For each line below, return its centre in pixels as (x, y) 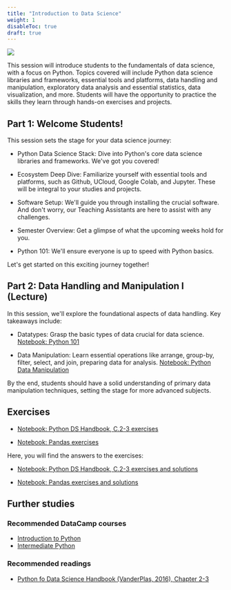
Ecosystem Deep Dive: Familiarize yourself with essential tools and (112, 175)
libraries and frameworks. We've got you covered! (88, 161)
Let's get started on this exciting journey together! (78, 265)
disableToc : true (32, 26)
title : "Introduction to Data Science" (64, 13)
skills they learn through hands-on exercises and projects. (90, 102)
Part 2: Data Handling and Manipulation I (96, 286)
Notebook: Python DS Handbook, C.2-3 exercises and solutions (108, 469)
